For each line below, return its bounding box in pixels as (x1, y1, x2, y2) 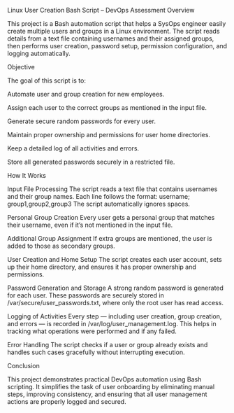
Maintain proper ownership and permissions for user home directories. (7, 131, 211, 139)
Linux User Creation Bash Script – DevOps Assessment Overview (7, 6, 195, 14)
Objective (7, 63, 35, 71)
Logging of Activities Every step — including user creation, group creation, (7, 312, 222, 321)
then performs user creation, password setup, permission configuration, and (7, 42, 228, 50)
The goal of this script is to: (7, 76, 86, 85)
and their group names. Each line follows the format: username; (7, 192, 190, 200)
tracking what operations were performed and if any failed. (7, 327, 177, 335)
